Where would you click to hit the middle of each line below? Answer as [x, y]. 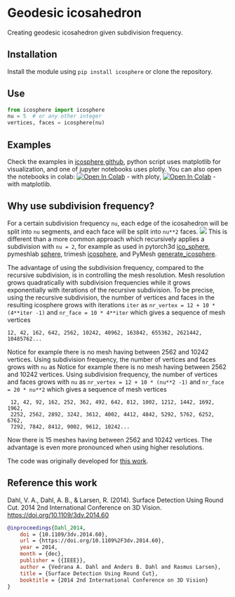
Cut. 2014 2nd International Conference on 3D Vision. [85, 507]
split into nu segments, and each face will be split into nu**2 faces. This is [117, 231]
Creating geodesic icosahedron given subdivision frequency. [95, 32]
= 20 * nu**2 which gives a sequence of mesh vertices [87, 389]
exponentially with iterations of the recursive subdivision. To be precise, [111, 290]
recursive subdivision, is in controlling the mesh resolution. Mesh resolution [116, 275]
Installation [32, 54]
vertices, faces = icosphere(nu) [56, 123]
